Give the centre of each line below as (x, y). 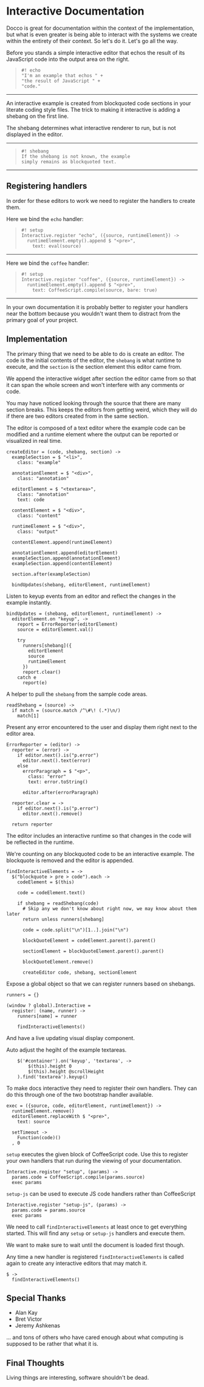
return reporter (32, 824)
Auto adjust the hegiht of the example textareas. (66, 1050)
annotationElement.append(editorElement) (65, 553)
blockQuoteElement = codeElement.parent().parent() (89, 940)
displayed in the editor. (35, 134)
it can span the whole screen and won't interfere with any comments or (96, 385)
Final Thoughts (36, 1363)
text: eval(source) (57, 246)
